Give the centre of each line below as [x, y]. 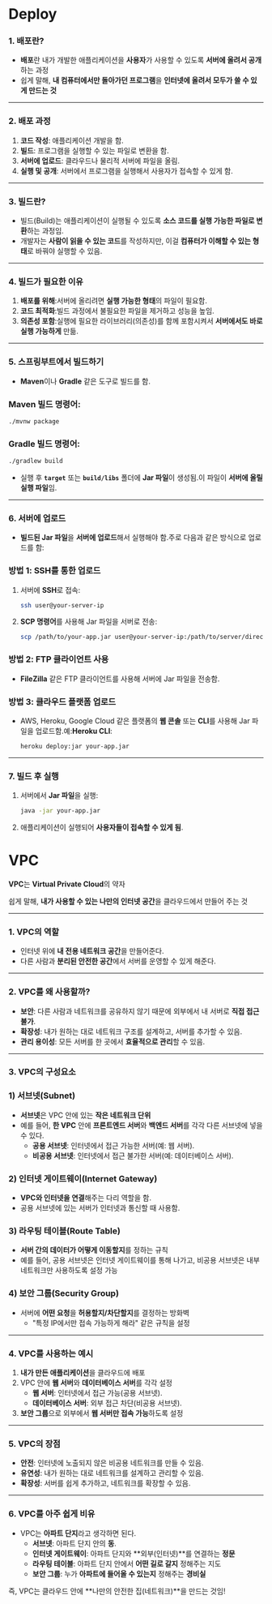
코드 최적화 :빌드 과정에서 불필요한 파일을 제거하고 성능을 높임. [117, 311]
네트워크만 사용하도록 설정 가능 [69, 1271]
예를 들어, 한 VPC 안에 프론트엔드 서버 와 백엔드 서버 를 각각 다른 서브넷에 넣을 [141, 1125]
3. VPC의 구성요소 [42, 1072]
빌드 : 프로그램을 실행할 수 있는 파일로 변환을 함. [95, 150]
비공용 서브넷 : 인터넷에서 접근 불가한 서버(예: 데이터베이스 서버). [133, 1156]
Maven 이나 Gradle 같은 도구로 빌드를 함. [85, 381]
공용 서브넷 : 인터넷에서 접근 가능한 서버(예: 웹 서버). [113, 1145]
